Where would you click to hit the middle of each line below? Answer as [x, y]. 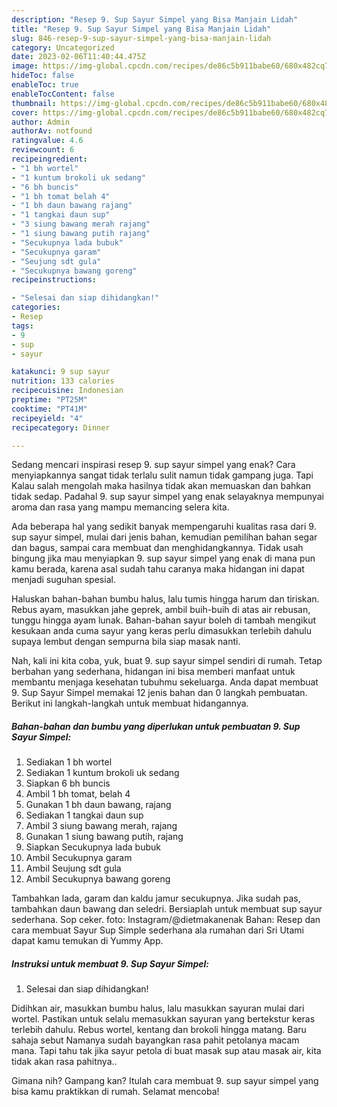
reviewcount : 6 [43, 150]
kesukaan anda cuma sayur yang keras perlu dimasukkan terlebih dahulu [162, 631]
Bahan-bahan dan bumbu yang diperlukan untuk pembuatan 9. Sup [156, 726]
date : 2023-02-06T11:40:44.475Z [78, 57]
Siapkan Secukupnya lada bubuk [93, 847]
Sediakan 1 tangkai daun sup [84, 815]
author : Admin [41, 122]
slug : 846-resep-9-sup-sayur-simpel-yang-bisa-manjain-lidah [141, 38]
